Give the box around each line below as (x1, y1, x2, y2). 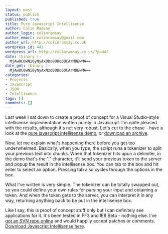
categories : (5, 73, 30, 78)
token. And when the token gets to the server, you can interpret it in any (5, 192, 153, 198)
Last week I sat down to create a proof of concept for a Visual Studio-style (5, 114, 159, 120)
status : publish (5, 12, 39, 17)
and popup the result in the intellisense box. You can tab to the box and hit (5, 161, 159, 167)
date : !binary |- (5, 54, 42, 59)
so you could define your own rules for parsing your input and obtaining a (5, 187, 157, 193)
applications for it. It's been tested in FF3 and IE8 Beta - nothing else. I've (5, 212, 157, 218)
